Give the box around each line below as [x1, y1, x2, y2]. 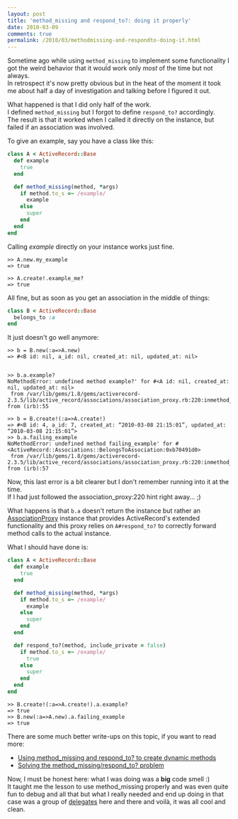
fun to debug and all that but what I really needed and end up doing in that [7, 790, 225, 798]
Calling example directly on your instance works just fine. [7, 242, 175, 251]
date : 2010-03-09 [7, 23, 59, 31]
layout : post [7, 10, 46, 18]
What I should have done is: [7, 543, 89, 552]
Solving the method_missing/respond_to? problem [17, 761, 164, 769]
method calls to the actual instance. [7, 529, 111, 537]
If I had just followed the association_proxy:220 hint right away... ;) [7, 493, 201, 501]
